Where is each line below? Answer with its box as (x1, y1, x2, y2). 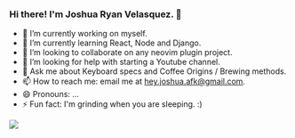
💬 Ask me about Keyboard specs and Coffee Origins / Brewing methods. (21, 66, 287, 77)
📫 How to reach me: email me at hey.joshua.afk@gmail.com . (21, 76, 246, 87)
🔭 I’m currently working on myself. (21, 28, 148, 39)
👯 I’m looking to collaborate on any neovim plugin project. (21, 47, 233, 58)
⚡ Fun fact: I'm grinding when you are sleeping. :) (21, 99, 203, 110)
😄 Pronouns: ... (21, 89, 80, 100)
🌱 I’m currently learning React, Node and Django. (21, 37, 202, 48)
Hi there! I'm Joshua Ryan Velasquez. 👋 (9, 8, 182, 20)
